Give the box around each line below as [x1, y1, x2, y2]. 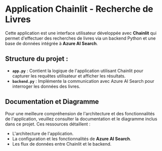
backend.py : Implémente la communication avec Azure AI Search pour [12, 78, 155, 84]
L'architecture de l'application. [12, 130, 74, 136]
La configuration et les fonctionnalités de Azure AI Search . [12, 136, 132, 142]
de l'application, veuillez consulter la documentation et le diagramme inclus [5, 116, 158, 122]
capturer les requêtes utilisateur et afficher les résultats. [12, 73, 126, 79]
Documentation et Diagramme [5, 98, 99, 106]
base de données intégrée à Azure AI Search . [5, 40, 98, 46]
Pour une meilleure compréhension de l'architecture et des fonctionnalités [5, 110, 155, 116]
